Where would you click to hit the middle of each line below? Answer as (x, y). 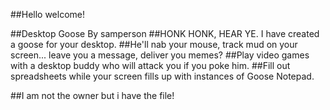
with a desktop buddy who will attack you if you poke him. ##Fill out (150, 65)
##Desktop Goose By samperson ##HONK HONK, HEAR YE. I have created (165, 33)
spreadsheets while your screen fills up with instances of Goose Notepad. (162, 76)
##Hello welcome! (48, 14)
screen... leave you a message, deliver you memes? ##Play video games (160, 55)
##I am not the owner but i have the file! (92, 95)
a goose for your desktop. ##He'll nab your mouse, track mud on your (154, 44)
